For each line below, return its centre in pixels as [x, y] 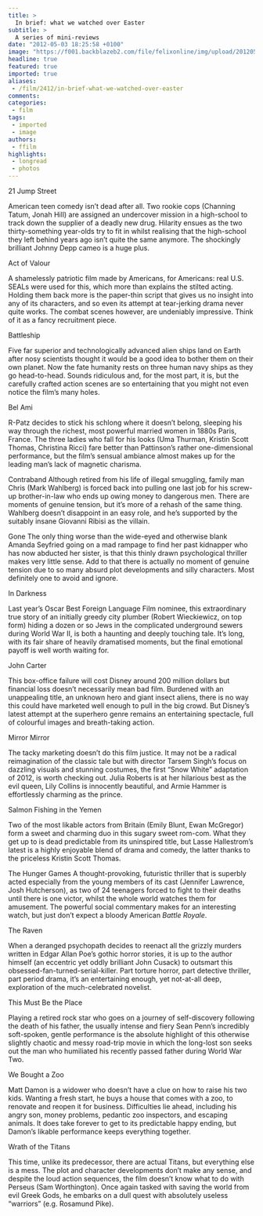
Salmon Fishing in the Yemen [55, 810]
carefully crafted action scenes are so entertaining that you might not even [128, 384]
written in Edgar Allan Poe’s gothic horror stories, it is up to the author [120, 954]
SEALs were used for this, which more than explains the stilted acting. [121, 287]
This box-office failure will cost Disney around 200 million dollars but [119, 681]
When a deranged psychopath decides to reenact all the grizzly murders [125, 946]
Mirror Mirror [29, 738]
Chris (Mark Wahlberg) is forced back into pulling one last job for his [118, 488]
